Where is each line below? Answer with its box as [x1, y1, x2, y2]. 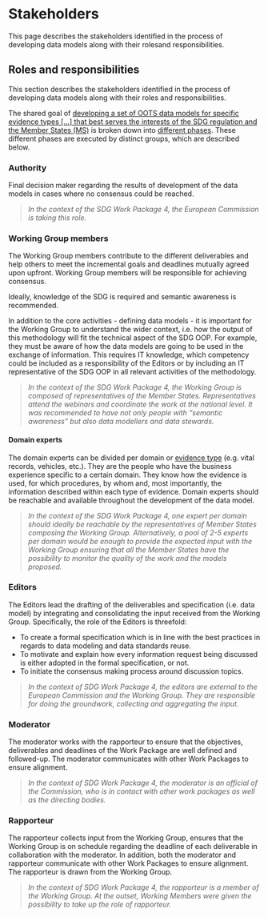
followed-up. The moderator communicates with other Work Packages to [8, 754, 250, 764]
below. [8, 142, 30, 152]
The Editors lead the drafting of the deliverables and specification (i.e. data [8, 599, 255, 609]
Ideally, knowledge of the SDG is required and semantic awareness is [8, 292, 237, 302]
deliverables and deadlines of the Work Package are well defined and [8, 746, 238, 755]
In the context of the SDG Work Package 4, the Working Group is [27, 382, 242, 392]
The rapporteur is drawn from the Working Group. [8, 867, 173, 877]
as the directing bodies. [27, 795, 106, 805]
